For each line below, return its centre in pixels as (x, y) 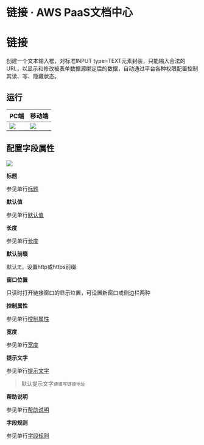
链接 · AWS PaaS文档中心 (69, 13)
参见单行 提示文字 (28, 370)
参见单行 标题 (22, 189)
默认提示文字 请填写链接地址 (53, 383)
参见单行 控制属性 (28, 318)
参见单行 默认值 (25, 215)
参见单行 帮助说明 (28, 410)
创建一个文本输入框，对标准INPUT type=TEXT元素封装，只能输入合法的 (96, 61)
